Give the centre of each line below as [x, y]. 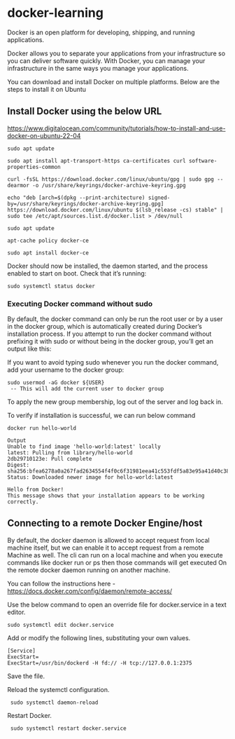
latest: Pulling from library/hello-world [70, 453]
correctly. [23, 502]
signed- [159, 198]
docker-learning [55, 13]
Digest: [19, 465]
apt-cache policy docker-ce [48, 240]
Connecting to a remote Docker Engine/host [105, 523]
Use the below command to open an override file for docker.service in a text [117, 604]
